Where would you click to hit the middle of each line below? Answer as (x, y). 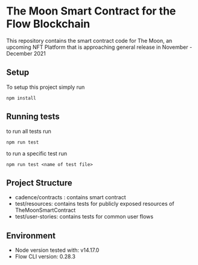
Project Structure (39, 183)
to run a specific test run (37, 153)
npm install (21, 98)
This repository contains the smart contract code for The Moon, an (89, 40)
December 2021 (26, 53)
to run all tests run (29, 131)
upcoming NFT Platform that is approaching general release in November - (99, 47)
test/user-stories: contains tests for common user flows (84, 217)
